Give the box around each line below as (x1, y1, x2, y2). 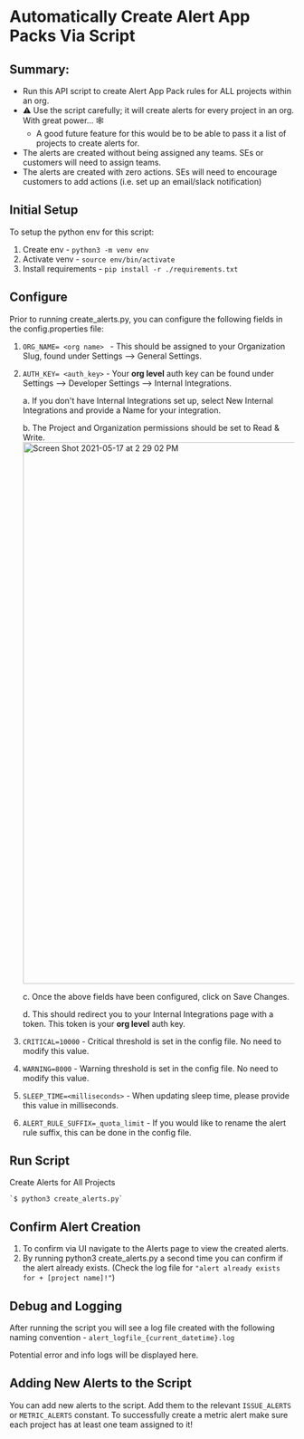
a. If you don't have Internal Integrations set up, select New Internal (22, 395, 274, 406)
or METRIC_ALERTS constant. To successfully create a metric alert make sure (9, 1409, 289, 1420)
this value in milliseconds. (22, 1099, 119, 1110)
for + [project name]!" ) (22, 1272, 116, 1283)
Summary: (9, 62, 70, 77)
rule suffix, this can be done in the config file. (22, 1127, 192, 1137)
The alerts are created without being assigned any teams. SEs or (22, 148, 264, 158)
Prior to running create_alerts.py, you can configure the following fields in (9, 313, 283, 324)
